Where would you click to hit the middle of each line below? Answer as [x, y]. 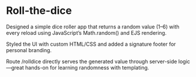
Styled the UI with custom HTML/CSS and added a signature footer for [91, 44]
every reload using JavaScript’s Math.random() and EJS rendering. [86, 32]
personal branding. [29, 50]
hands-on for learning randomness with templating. [87, 67]
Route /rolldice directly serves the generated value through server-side [92, 61]
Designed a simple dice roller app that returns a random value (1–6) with [93, 27]
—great [15, 67]
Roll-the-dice [39, 11]
